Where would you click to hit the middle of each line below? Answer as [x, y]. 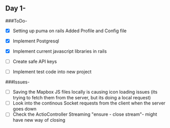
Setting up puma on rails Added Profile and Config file [70, 31]
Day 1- [16, 8]
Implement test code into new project [52, 72]
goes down [25, 109]
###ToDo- [16, 20]
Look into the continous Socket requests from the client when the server [89, 103]
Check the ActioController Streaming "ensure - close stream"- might [85, 114]
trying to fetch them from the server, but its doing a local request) [82, 98]
